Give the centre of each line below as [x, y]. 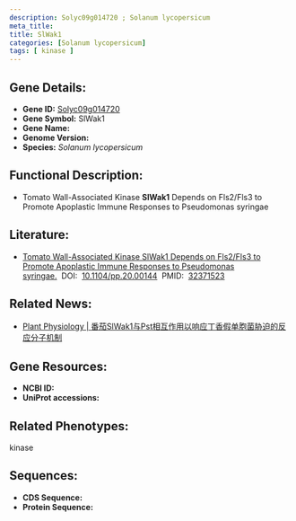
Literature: [39, 235]
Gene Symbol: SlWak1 [63, 119]
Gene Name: [46, 128]
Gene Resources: [58, 366]
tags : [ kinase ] [42, 51]
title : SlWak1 [36, 34]
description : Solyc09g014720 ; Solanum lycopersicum [110, 18]
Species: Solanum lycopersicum [83, 147]
